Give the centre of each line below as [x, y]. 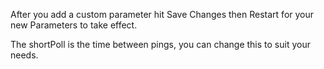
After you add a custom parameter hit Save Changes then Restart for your [162, 14]
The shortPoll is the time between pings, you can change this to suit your [160, 44]
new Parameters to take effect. [74, 25]
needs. [24, 55]
